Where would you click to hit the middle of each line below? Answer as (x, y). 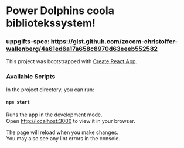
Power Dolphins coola (60, 11)
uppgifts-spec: (28, 42)
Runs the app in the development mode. (54, 115)
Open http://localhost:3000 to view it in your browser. (71, 121)
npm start (18, 102)
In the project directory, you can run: (50, 90)
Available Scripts (31, 77)
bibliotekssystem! (51, 23)
